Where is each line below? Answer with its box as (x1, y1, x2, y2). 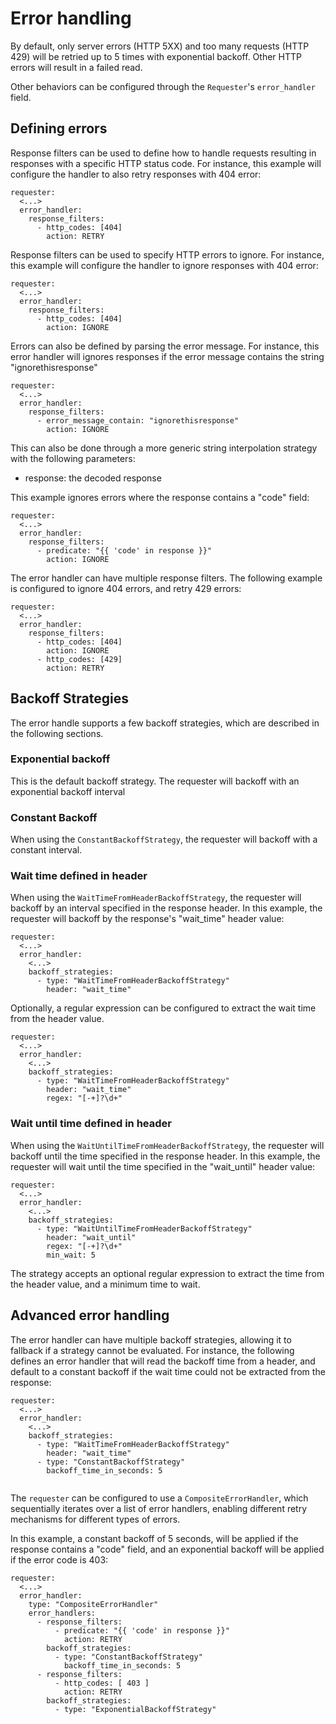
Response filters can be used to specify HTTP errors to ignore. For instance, (10, 248, 325, 261)
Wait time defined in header (10, 869, 148, 883)
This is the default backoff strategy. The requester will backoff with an (10, 775, 300, 787)
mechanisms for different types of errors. (10, 1513, 181, 1525)
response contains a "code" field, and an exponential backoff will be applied (10, 1543, 325, 1555)
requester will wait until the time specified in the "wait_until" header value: (10, 1160, 316, 1172)
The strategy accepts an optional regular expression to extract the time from (10, 1267, 325, 1279)
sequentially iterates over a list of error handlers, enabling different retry (10, 1502, 308, 1514)
